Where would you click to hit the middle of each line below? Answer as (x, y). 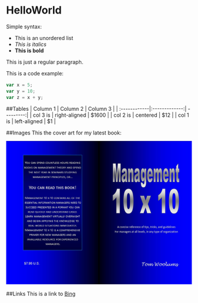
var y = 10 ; (21, 91)
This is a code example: (35, 73)
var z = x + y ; (25, 97)
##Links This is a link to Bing (41, 294)
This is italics (31, 44)
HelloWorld (34, 10)
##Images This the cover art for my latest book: (64, 133)
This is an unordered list (44, 38)
